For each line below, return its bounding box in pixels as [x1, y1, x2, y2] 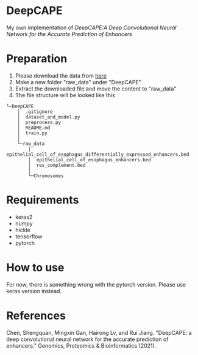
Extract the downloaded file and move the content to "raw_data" [15, 85, 177, 92]
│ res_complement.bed [28, 162, 86, 168]
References [6, 309, 66, 323]
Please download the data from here [15, 71, 107, 79]
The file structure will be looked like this [15, 91, 116, 98]
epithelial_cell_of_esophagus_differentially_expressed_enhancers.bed [6, 151, 189, 158]
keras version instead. [6, 287, 62, 295]
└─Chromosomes [28, 172, 64, 179]
